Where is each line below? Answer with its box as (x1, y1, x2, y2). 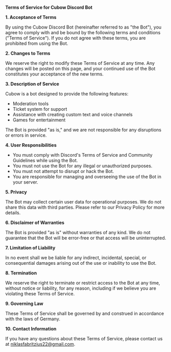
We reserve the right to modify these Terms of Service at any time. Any (5, 60, 155, 66)
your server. (12, 179, 38, 185)
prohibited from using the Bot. (5, 40, 68, 46)
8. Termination (5, 270, 37, 276)
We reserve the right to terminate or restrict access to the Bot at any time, (5, 280, 160, 286)
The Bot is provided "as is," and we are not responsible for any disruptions (5, 127, 162, 133)
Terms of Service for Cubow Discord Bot (5, 5, 93, 10)
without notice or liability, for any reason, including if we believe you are (5, 285, 157, 291)
